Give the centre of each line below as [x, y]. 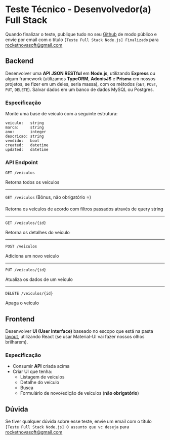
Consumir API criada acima [41, 366]
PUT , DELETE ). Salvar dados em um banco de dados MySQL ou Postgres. [80, 89]
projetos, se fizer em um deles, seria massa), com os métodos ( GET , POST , [81, 84]
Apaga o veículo [22, 303]
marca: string [25, 128]
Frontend [20, 319]
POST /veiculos [21, 247]
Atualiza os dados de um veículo [39, 279]
